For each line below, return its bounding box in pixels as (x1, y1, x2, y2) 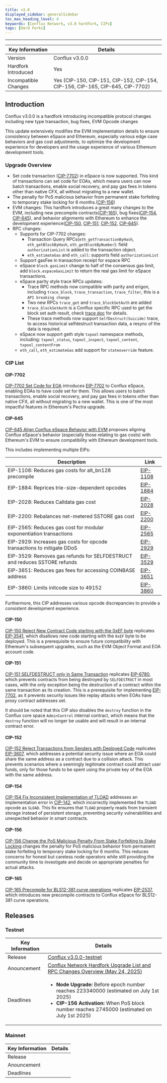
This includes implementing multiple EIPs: (5, 447, 90, 453)
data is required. (27, 326, 61, 332)
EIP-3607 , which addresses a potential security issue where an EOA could (5, 751, 157, 757)
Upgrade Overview (5, 161, 52, 168)
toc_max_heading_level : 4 (5, 16, 59, 21)
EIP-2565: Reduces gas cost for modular (7, 524, 104, 531)
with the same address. (5, 772, 53, 778)
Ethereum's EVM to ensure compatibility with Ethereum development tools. (5, 437, 159, 443)
